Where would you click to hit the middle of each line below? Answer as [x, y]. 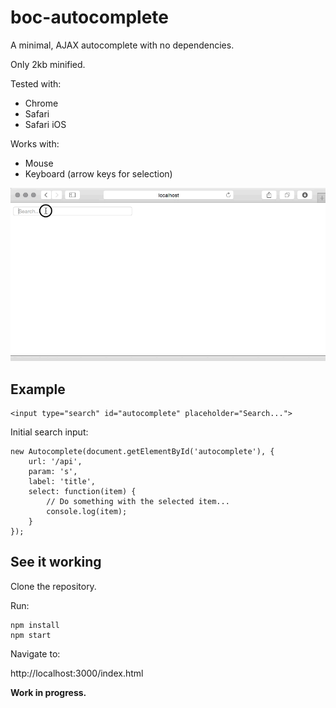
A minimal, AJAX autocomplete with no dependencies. [122, 45]
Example [38, 389]
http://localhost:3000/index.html [77, 673]
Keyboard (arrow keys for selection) [98, 173]
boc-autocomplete [90, 17]
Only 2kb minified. [48, 64]
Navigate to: [35, 653]
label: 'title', [62, 482]
